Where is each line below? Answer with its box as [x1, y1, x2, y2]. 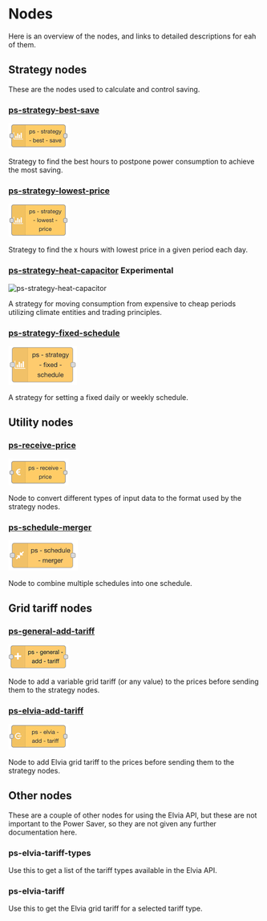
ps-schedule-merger [8, 522, 92, 533]
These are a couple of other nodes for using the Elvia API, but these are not [8, 810, 257, 820]
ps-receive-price [8, 440, 76, 451]
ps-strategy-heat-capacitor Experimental [8, 265, 174, 277]
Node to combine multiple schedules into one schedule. [8, 578, 192, 588]
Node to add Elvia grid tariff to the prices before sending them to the [8, 757, 235, 766]
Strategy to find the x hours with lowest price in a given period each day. [8, 245, 249, 255]
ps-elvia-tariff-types [8, 847, 91, 858]
